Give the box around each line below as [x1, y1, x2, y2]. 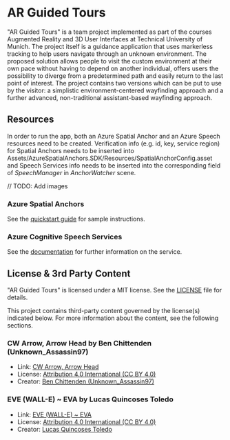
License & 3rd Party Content [7, 268, 131, 279]
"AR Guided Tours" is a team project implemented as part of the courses [7, 28, 212, 36]
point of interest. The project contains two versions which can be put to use [7, 79, 222, 87]
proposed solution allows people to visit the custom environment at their [7, 57, 212, 65]
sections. [7, 321, 33, 330]
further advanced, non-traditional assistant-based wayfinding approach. [7, 93, 213, 101]
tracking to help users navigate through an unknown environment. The [7, 50, 207, 58]
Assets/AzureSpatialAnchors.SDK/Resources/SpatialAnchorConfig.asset [7, 154, 213, 162]
